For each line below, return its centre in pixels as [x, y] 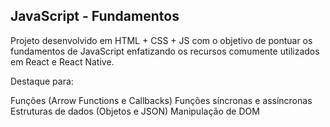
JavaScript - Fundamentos [95, 16]
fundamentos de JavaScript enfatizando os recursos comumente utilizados [165, 51]
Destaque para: [42, 81]
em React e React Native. [62, 61]
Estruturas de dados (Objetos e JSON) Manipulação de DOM [135, 111]
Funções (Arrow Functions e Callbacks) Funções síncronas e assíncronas [161, 100]
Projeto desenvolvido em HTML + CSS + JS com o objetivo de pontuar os [161, 40]
